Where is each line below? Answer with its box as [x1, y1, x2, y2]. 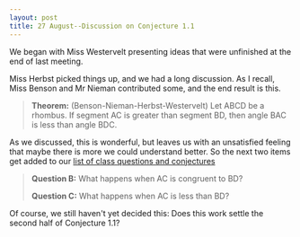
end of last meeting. [9, 56, 84, 66]
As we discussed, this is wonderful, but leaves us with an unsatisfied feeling [9, 136, 291, 147]
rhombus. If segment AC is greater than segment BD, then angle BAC [31, 110, 287, 120]
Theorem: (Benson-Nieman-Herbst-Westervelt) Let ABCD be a [31, 100, 265, 110]
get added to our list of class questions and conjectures [9, 155, 216, 166]
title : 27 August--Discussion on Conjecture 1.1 [9, 22, 195, 31]
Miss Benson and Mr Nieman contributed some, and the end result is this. [9, 83, 281, 93]
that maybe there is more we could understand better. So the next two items [9, 145, 291, 157]
